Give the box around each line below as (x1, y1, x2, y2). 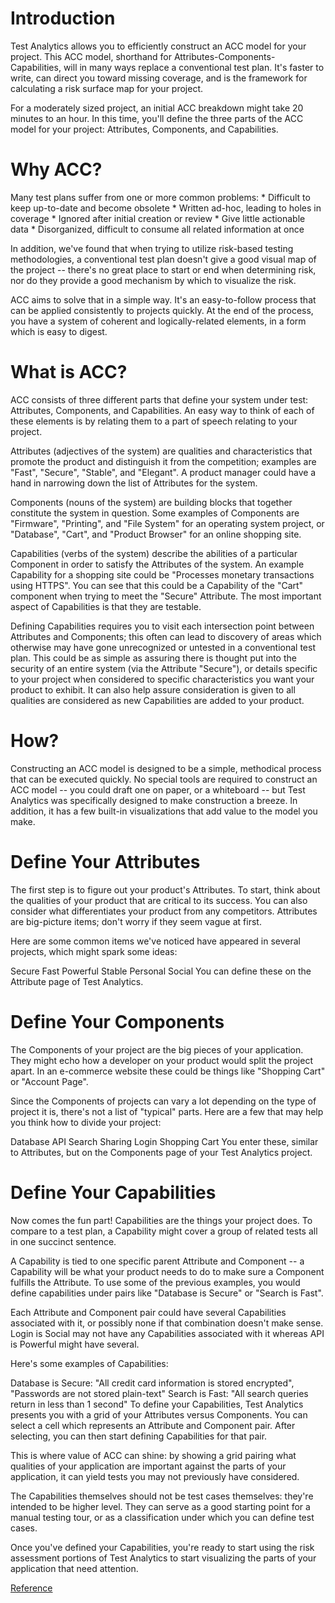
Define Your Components (10, 1010, 225, 1033)
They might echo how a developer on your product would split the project (10, 1054, 313, 1066)
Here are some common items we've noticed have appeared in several (10, 935, 301, 947)
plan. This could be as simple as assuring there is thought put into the (10, 652, 297, 664)
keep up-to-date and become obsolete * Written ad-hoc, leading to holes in (10, 202, 322, 214)
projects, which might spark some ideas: (10, 945, 178, 957)
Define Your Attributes (10, 850, 201, 873)
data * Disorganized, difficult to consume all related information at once (10, 223, 305, 235)
